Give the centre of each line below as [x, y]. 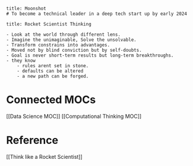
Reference [32, 140]
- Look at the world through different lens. [63, 35]
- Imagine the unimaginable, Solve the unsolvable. [71, 40]
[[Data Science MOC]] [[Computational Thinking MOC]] [74, 116]
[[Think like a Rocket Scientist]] [45, 156]
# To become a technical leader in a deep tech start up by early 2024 [96, 14]
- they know [21, 61]
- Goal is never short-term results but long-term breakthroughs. [90, 55]
